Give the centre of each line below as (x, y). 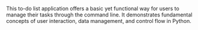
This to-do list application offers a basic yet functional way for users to (93, 9)
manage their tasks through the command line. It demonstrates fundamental (99, 15)
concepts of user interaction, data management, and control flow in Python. (99, 21)
